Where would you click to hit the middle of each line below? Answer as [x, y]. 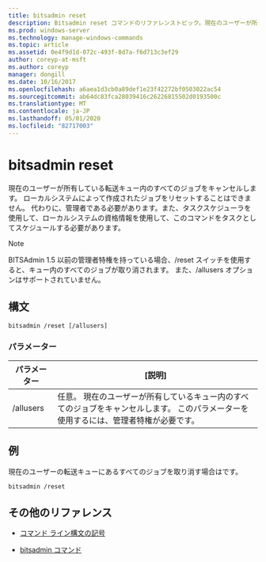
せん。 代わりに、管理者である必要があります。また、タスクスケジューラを [130, 207]
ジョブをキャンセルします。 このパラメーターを [161, 408]
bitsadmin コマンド [50, 550]
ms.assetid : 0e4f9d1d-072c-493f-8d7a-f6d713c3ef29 [93, 52]
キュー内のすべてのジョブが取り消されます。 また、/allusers [126, 269]
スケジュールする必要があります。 [70, 227]
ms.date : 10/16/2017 [42, 82]
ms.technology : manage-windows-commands [76, 38]
